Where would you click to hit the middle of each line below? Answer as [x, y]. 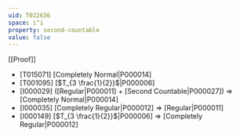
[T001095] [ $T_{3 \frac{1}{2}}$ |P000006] [87, 83]
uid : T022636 [29, 15]
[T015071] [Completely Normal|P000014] [85, 74]
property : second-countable [54, 30]
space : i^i [26, 23]
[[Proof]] [22, 59]
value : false [29, 37]
